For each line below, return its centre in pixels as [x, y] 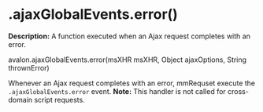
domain [20, 99]
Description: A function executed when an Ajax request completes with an [129, 36]
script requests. [59, 99]
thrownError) [29, 67]
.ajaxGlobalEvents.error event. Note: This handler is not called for [117, 91]
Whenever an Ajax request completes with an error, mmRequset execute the [132, 83]
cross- [238, 91]
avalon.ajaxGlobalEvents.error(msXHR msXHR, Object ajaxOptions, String [127, 60]
